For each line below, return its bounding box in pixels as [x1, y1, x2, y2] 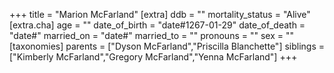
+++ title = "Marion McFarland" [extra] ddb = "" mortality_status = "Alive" [9, 9, 311, 20]
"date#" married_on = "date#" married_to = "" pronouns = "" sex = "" [9, 30, 294, 41]
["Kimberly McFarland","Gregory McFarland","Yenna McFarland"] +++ [9, 51, 298, 63]
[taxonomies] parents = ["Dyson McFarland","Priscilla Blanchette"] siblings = [9, 40, 325, 52]
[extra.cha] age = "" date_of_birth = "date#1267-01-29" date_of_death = [9, 19, 306, 31]
